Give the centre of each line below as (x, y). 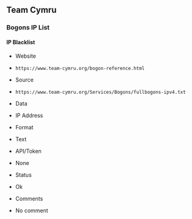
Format (24, 127)
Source (24, 80)
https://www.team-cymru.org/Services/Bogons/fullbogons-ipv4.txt (100, 92)
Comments (29, 198)
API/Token (28, 151)
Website (26, 56)
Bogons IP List (28, 28)
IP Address (29, 115)
